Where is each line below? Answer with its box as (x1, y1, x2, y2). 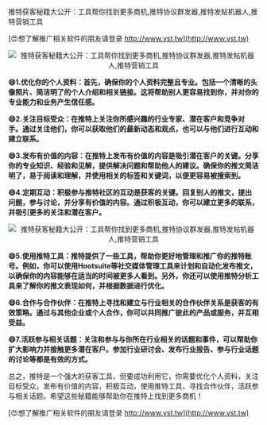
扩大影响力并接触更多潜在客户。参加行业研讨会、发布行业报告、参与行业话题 (8, 345, 259, 354)
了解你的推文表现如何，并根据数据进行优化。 (21, 281, 168, 290)
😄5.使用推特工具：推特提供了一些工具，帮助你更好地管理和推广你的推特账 (8, 251, 252, 261)
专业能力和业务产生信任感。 (8, 98, 99, 106)
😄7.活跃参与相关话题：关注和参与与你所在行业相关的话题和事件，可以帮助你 (8, 334, 258, 344)
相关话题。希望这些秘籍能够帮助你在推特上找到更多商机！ (14, 392, 203, 400)
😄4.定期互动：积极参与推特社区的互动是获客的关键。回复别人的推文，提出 (8, 187, 253, 197)
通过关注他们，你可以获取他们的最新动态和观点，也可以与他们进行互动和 (21, 124, 259, 133)
